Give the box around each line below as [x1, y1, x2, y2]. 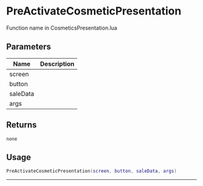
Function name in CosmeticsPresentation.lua [6, 24, 118, 31]
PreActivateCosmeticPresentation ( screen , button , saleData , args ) [6, 168, 177, 175]
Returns [6, 120, 37, 130]
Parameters [6, 42, 51, 52]
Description [40, 59, 74, 68]
